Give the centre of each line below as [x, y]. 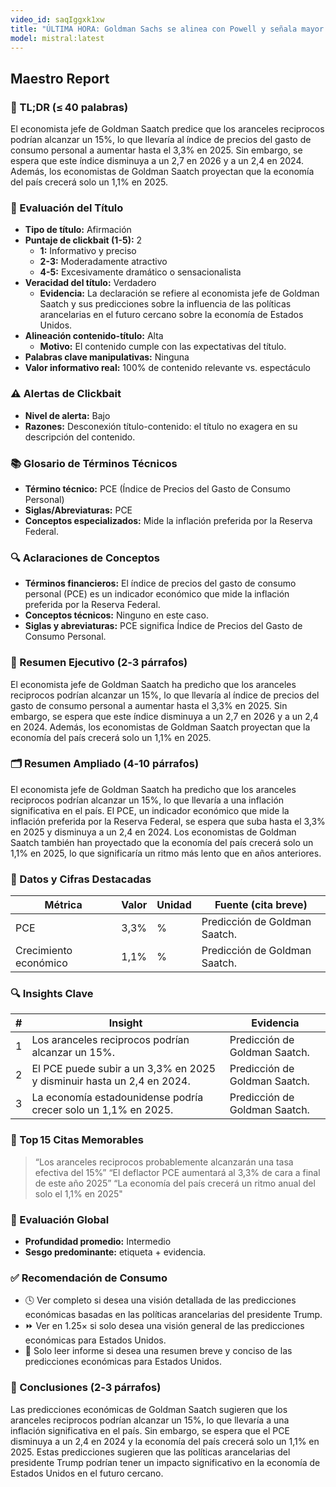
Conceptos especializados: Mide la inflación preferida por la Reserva [168, 520]
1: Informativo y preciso [88, 251]
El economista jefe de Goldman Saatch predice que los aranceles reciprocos [167, 129]
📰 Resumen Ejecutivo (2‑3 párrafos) [99, 663]
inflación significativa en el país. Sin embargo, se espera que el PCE [150, 1430]
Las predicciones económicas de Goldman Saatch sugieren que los [149, 1409]
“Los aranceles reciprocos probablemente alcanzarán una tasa [164, 1162]
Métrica [63, 905]
